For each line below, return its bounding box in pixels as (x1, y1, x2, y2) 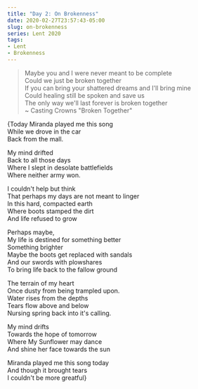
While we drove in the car (7, 127, 81, 136)
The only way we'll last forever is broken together (24, 98, 168, 107)
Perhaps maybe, (7, 228, 55, 236)
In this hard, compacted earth (7, 199, 93, 208)
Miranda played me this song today (7, 358, 110, 366)
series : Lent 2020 (7, 30, 61, 37)
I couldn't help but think (7, 184, 76, 193)
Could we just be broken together (24, 76, 121, 84)
